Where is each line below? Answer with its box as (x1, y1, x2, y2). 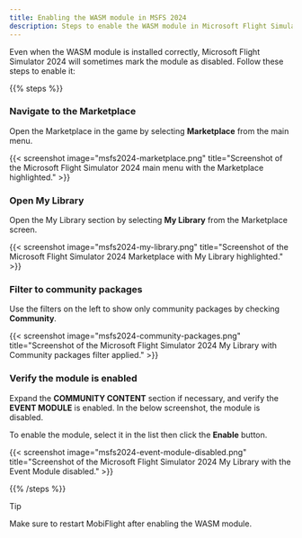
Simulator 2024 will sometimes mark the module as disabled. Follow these (9, 56, 284, 67)
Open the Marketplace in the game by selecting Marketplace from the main (9, 125, 289, 136)
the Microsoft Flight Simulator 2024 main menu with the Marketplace (9, 162, 264, 173)
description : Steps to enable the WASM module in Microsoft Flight (9, 22, 268, 31)
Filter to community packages (9, 283, 143, 296)
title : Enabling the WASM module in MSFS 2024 (9, 13, 187, 22)
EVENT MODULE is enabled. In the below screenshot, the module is (9, 402, 261, 413)
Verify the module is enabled (9, 372, 138, 385)
